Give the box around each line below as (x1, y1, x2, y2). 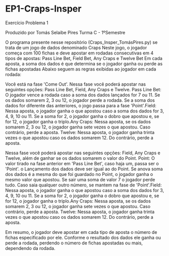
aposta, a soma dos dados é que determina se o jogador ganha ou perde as (5, 60, 163, 67)
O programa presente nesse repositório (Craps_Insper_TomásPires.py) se (5, 39, 158, 45)
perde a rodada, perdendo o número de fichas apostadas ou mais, (5, 240, 143, 246)
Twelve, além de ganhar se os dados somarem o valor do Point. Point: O (5, 155, 155, 161)
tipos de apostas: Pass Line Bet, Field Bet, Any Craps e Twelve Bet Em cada (5, 55, 163, 61)
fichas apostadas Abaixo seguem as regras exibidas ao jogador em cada (5, 66, 156, 72)
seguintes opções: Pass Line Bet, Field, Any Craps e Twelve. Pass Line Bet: (5, 86, 161, 92)
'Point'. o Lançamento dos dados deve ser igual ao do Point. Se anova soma (5, 166, 163, 172)
